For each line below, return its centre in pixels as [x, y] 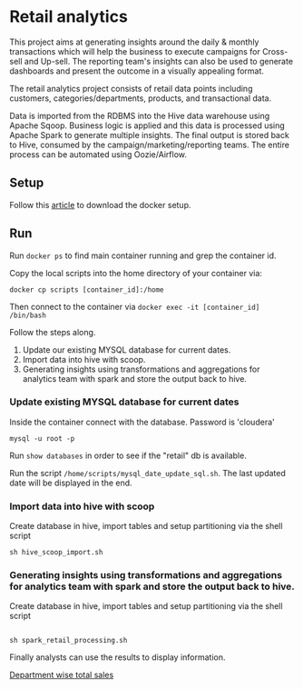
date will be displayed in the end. [71, 483]
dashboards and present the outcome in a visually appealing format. [137, 71]
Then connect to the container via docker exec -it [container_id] [135, 306]
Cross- [275, 51]
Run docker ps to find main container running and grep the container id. [143, 255]
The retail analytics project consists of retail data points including [131, 88]
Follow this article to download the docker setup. [101, 205]
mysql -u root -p [42, 438]
